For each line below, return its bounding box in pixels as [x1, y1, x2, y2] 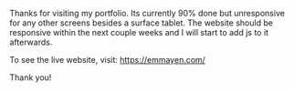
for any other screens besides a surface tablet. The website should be [9, 17, 274, 28]
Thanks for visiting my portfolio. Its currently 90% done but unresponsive [9, 8, 286, 18]
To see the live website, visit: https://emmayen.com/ [9, 55, 205, 65]
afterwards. [9, 36, 53, 47]
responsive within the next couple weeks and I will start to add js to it [9, 27, 269, 37]
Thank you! [9, 72, 52, 83]
